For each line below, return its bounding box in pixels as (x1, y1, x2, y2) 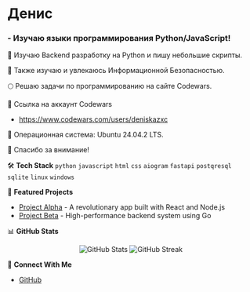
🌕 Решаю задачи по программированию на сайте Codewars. (7, 82, 212, 91)
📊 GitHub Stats (7, 227, 60, 236)
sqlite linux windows (7, 173, 75, 181)
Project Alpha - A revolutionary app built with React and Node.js (18, 203, 225, 212)
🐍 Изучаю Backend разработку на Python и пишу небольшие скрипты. (7, 50, 243, 60)
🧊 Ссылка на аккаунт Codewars (7, 100, 113, 109)
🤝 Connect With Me (7, 260, 72, 269)
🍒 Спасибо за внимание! (7, 145, 89, 155)
